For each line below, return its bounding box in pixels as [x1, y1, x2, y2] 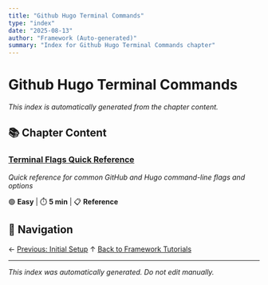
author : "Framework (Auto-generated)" [8, 34, 137, 42]
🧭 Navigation [8, 223, 73, 236]
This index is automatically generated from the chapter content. [8, 102, 219, 112]
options [8, 180, 33, 190]
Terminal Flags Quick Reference [8, 154, 135, 165]
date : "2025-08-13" [8, 26, 73, 34]
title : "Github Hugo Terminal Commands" [8, 11, 145, 20]
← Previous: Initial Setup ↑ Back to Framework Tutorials [8, 244, 192, 254]
